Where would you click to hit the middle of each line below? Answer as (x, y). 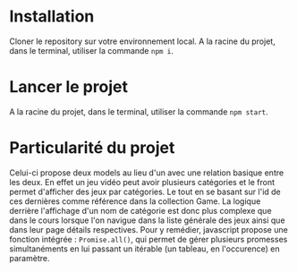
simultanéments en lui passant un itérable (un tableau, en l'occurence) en (144, 249)
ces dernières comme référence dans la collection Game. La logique (135, 201)
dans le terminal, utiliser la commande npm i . (92, 50)
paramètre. (30, 258)
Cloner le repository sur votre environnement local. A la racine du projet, (142, 41)
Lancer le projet (68, 87)
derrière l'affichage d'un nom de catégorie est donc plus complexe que (140, 210)
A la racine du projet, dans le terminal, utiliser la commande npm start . (139, 111)
